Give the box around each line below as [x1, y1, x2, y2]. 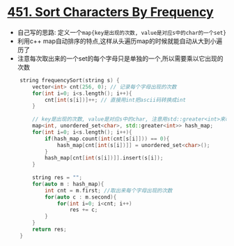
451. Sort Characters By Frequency [7, 4, 214, 20]
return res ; [32, 226, 68, 233]
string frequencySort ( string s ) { [19, 77, 120, 84]
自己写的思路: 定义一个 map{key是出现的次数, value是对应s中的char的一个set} [17, 28, 226, 36]
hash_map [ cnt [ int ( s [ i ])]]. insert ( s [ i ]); [44, 155, 164, 162]
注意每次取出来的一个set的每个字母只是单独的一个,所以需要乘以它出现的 [17, 54, 224, 63]
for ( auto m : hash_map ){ [32, 180, 104, 187]
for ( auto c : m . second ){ [44, 193, 117, 201]
